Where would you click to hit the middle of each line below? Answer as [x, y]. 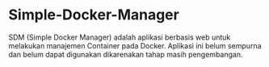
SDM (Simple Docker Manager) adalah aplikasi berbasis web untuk [120, 37]
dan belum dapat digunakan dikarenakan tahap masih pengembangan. [126, 54]
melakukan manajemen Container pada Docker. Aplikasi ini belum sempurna [135, 45]
